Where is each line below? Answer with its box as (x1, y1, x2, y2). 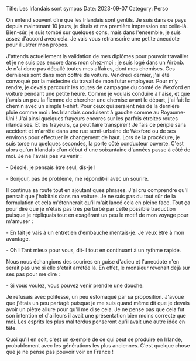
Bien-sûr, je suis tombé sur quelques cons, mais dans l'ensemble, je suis (6, 29, 181, 36)
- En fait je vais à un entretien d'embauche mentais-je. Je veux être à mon (6, 229, 184, 236)
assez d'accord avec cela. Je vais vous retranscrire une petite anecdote (6, 35, 180, 42)
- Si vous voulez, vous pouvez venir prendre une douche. (6, 282, 145, 289)
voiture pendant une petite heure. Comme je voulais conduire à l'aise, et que (6, 90, 190, 97)
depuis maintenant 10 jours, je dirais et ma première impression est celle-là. (6, 23, 188, 29)
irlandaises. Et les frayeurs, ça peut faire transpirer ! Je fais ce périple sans (6, 122, 187, 128)
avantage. (6, 235, 30, 242)
